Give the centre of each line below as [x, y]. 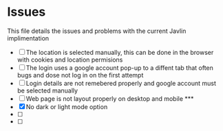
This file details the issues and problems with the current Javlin [97, 31]
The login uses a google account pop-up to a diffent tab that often [119, 68]
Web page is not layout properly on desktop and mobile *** [110, 98]
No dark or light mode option [67, 106]
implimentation [28, 38]
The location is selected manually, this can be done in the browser [120, 52]
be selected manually [47, 91]
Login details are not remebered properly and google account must [121, 83]
